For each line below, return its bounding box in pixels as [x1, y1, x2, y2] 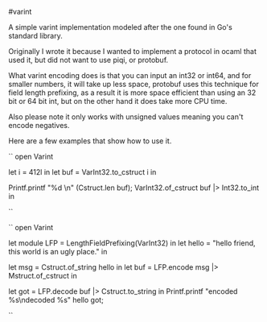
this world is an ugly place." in [8, 247, 108, 256]
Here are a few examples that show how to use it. [8, 136, 172, 146]
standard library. [8, 31, 63, 40]
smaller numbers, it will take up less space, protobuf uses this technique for [8, 80, 259, 89]
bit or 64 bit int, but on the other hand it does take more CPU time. [8, 97, 228, 105]
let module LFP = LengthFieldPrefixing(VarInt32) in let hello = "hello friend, [8, 238, 256, 248]
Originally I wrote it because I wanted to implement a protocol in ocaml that [8, 47, 257, 56]
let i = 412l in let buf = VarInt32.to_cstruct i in [8, 167, 157, 176]
